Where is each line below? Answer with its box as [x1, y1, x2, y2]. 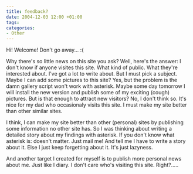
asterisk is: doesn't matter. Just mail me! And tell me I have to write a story [6, 138, 186, 145]
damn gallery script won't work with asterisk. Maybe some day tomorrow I [6, 83, 185, 90]
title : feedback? [6, 8, 49, 15]
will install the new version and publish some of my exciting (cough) [6, 89, 170, 96]
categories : [6, 25, 35, 31]
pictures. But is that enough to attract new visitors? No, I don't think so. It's [6, 95, 187, 103]
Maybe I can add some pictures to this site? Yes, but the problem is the [6, 77, 178, 84]
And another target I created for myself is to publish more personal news [6, 155, 182, 162]
